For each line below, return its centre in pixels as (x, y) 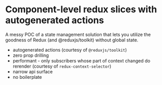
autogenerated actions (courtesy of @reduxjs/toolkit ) (70, 50)
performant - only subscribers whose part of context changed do (82, 60)
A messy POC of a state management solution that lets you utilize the (78, 34)
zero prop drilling (31, 55)
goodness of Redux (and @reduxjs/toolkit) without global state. (72, 40)
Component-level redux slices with (81, 9)
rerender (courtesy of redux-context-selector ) (62, 66)
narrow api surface (32, 71)
